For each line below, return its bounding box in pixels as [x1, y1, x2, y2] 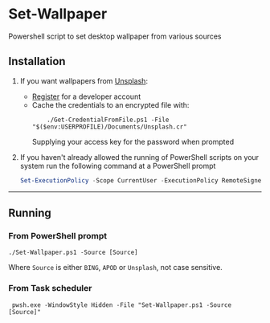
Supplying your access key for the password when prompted [31, 137, 235, 146]
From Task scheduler [8, 283, 92, 294]
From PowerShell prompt [8, 230, 107, 241]
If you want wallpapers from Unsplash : [19, 76, 149, 85]
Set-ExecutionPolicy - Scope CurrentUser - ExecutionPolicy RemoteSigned [19, 176, 265, 185]
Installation [8, 55, 66, 68]
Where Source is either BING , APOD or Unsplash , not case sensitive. [8, 263, 223, 272]
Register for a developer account [31, 92, 141, 101]
